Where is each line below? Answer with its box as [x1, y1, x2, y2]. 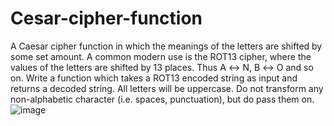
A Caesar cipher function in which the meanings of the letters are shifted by [10, 40, 323, 52]
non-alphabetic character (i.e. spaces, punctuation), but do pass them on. [10, 93, 315, 105]
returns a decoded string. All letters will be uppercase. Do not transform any [10, 82, 324, 94]
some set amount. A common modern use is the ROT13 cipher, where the [10, 50, 312, 62]
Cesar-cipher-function [10, 7, 203, 30]
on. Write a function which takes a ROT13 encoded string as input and [10, 72, 298, 84]
